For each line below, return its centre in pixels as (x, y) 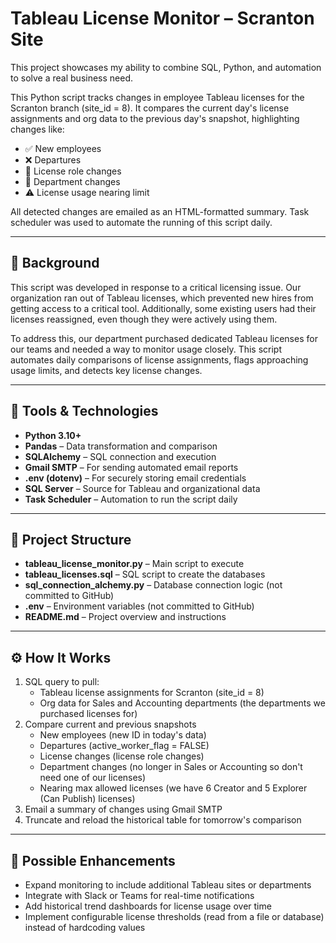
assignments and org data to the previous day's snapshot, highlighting (155, 118)
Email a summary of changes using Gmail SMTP (123, 809)
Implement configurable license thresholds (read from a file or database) (174, 916)
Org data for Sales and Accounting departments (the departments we (182, 703)
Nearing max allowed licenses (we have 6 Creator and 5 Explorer (173, 788)
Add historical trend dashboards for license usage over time (148, 906)
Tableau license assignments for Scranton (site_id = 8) (152, 693)
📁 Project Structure (71, 539)
